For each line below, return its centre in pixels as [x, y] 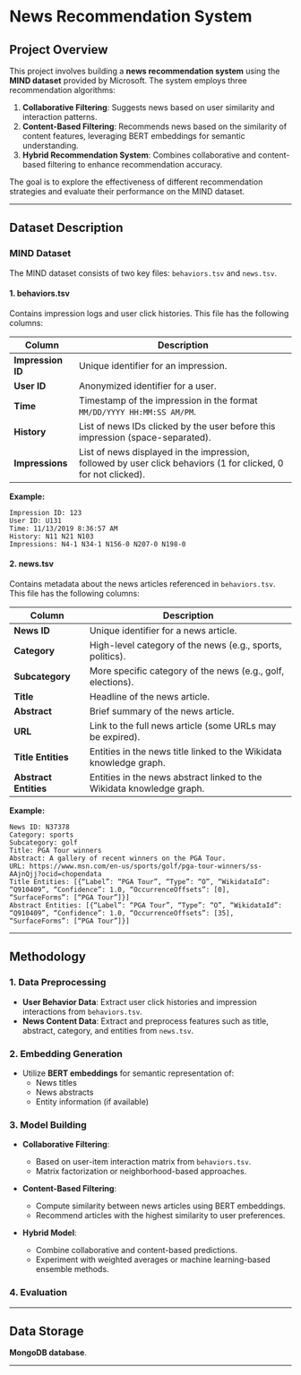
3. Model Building [48, 1125]
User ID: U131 [36, 520]
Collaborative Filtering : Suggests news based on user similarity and [148, 107]
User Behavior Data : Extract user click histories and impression [139, 1001]
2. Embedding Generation [66, 1053]
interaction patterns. [60, 117]
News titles [56, 1083]
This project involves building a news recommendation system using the [145, 71]
